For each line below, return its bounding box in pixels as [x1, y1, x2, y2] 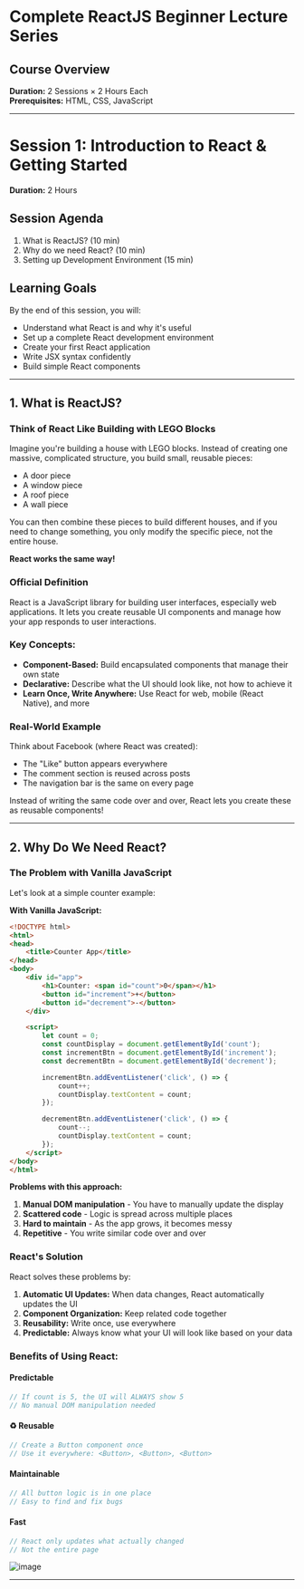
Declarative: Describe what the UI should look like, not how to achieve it [22, 678, 292, 689]
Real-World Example [9, 720, 101, 733]
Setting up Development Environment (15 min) [22, 254, 195, 265]
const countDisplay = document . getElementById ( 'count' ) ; [42, 1040, 261, 1049]
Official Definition [9, 576, 89, 589]
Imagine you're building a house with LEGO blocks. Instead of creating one [9, 443, 288, 454]
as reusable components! [9, 804, 104, 816]
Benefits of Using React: [9, 1350, 119, 1363]
